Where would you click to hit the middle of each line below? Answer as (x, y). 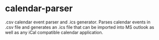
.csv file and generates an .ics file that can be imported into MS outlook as (80, 27)
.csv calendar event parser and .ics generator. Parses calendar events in (78, 22)
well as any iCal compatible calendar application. (54, 32)
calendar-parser (39, 9)
